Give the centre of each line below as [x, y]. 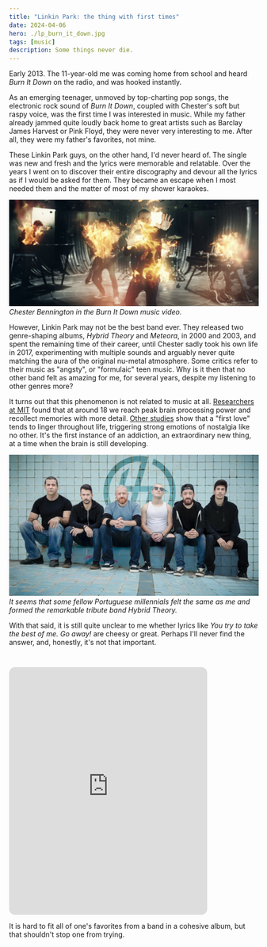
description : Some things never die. [71, 50]
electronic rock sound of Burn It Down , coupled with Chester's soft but [124, 106]
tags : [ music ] [32, 42]
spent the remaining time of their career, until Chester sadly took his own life [133, 344]
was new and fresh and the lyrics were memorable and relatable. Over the [130, 163]
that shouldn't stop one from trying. [67, 934]
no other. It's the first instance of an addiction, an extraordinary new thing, [130, 435]
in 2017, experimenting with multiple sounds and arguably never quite [122, 353]
